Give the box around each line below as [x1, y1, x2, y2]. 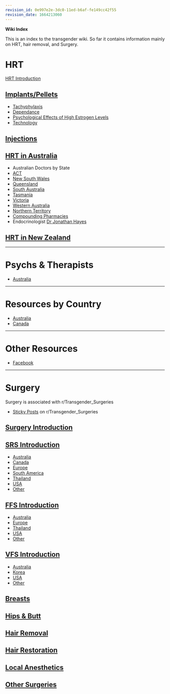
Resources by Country [5, 299, 102, 310]
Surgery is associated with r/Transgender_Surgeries [5, 399, 114, 405]
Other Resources [5, 343, 78, 354]
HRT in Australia [5, 152, 58, 160]
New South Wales [12, 175, 50, 182]
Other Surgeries [5, 680, 57, 689]
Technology [12, 120, 38, 126]
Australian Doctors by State [12, 165, 70, 171]
